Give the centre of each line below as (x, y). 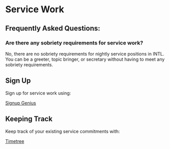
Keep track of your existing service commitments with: (63, 131)
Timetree (15, 141)
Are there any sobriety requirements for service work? (74, 43)
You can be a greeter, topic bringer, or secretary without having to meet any (85, 59)
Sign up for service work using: (38, 93)
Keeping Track (29, 119)
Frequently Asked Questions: (53, 28)
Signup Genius (21, 103)
